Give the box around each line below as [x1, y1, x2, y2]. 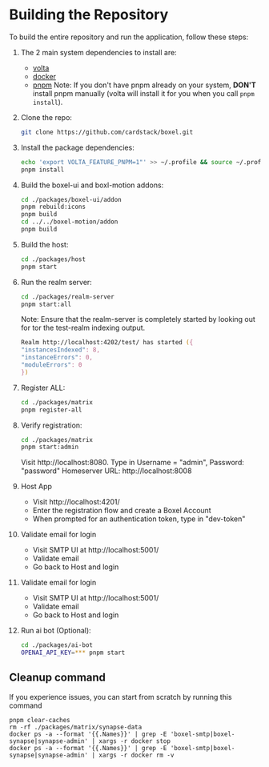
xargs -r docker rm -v [98, 751, 175, 759]
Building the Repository [9, 6, 169, 24]
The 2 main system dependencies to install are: [20, 47, 177, 57]
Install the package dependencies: [20, 143, 134, 152]
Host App [20, 482, 53, 492]
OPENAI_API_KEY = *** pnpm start [20, 649, 126, 657]
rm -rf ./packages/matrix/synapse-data [9, 723, 143, 731]
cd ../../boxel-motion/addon [20, 218, 118, 226]
